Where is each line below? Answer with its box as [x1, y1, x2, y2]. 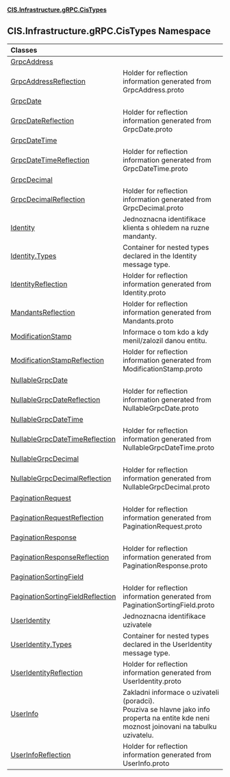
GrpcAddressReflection [10, 77, 86, 86]
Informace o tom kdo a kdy [123, 327, 209, 337]
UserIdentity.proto [123, 676, 181, 686]
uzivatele [123, 620, 152, 630]
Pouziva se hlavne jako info [123, 705, 210, 715]
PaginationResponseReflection [10, 552, 110, 562]
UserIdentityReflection [10, 668, 84, 678]
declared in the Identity [123, 251, 197, 261]
